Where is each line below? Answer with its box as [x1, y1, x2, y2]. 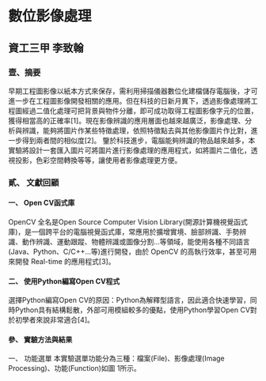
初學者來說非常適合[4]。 [14, 315, 95, 325]
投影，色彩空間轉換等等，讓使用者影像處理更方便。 [14, 155, 182, 164]
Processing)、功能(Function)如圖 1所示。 [8, 364, 141, 373]
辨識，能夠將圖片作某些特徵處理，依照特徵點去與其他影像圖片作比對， [21, 126, 251, 135]
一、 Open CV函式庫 [8, 198, 75, 208]
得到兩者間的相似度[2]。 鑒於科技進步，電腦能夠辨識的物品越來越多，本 [21, 135, 256, 145]
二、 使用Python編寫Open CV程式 [8, 276, 120, 285]
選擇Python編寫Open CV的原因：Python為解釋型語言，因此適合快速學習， [8, 296, 251, 305]
